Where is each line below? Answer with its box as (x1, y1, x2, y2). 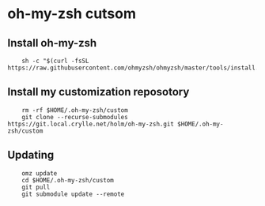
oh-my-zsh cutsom (7, 5, 136, 23)
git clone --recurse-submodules (21, 113, 128, 121)
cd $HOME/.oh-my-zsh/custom (21, 176, 114, 184)
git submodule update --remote (21, 190, 125, 198)
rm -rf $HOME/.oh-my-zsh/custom (21, 106, 128, 114)
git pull (21, 183, 51, 191)
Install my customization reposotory (7, 85, 190, 99)
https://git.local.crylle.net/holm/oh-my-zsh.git (7, 120, 175, 128)
